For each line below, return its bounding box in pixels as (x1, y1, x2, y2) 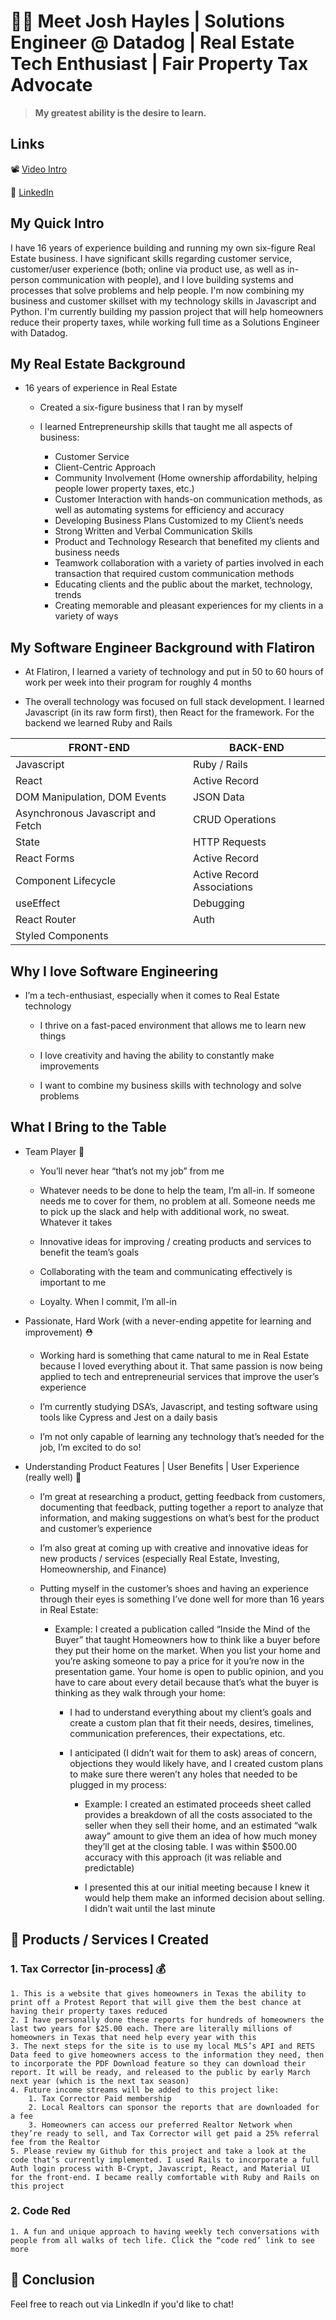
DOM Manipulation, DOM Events (15, 790, 167, 804)
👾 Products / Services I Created (10, 1931, 209, 1949)
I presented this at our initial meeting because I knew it (84, 1881, 310, 1893)
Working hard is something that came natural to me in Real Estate (39, 1349, 310, 1361)
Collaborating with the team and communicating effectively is (39, 1265, 293, 1277)
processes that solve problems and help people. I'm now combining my (10, 284, 305, 296)
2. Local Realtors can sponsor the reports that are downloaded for (28, 2102, 320, 2112)
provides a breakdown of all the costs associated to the (84, 1808, 313, 1820)
